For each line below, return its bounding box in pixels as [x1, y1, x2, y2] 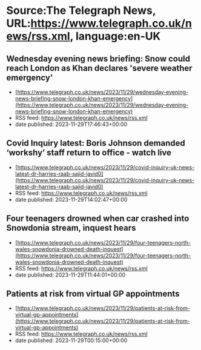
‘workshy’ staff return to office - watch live [6, 148, 171, 158]
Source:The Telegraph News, [6, 4, 156, 18]
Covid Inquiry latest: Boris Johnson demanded [6, 138, 186, 148]
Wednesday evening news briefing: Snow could [6, 53, 191, 64]
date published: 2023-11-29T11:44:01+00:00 [15, 271, 126, 279]
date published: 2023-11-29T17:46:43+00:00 [15, 121, 128, 128]
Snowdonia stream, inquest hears [6, 223, 136, 233]
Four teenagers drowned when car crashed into [6, 213, 189, 224]
